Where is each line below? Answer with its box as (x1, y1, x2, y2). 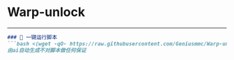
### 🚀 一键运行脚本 (7, 33, 58, 40)
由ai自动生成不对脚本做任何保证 (7, 47, 86, 54)
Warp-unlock (7, 4, 86, 20)
